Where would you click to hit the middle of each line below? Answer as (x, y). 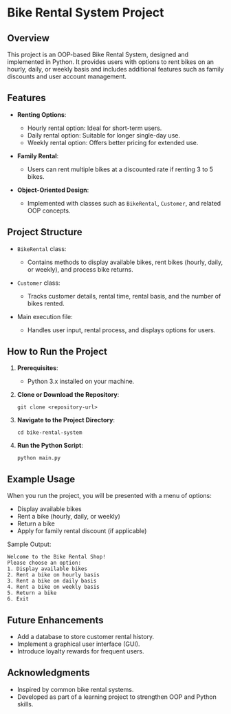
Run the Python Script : (50, 446)
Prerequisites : (37, 368)
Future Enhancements (56, 620)
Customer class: (38, 283)
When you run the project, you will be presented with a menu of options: (109, 496)
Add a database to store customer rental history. (86, 637)
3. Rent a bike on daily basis (52, 581)
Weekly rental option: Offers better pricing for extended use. (113, 142)
